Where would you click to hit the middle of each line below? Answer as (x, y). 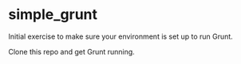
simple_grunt (53, 15)
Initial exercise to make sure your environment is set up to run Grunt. (120, 36)
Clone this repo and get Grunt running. (72, 51)
